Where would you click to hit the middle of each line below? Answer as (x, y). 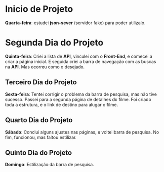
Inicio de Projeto (39, 9)
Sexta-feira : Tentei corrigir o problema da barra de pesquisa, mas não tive (81, 94)
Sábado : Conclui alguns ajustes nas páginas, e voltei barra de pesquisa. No (82, 132)
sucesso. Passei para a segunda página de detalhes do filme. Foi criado (78, 99)
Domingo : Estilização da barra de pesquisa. (50, 165)
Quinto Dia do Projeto (39, 153)
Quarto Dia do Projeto (39, 120)
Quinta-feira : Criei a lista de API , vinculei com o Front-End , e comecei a (79, 56)
